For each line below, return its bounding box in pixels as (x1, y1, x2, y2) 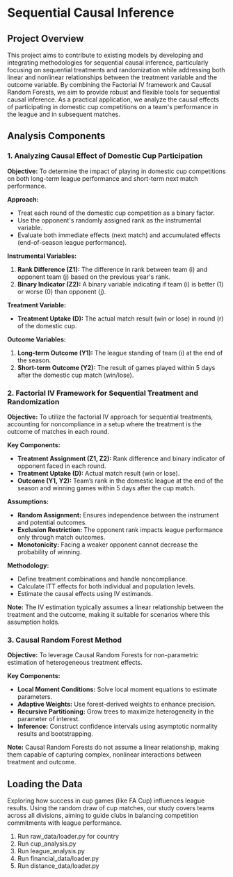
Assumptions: (7, 497, 49, 506)
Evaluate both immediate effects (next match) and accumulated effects (17, 231, 221, 239)
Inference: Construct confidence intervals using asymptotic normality (17, 722, 218, 731)
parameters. (17, 693, 53, 701)
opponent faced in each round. (17, 461, 106, 470)
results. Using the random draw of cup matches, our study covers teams (7, 804, 215, 812)
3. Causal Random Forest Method (7, 635, 122, 645)
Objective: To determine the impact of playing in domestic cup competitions (7, 167, 226, 175)
